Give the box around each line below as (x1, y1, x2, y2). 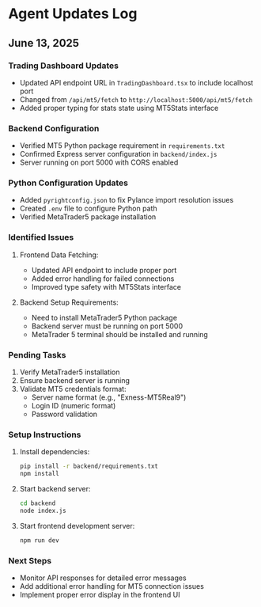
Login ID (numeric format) (31, 401, 116, 411)
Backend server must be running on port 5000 (31, 321, 183, 331)
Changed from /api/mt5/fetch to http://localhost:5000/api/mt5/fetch (19, 94, 253, 104)
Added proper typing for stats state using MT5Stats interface (19, 103, 219, 112)
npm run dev (19, 536, 59, 544)
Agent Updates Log (8, 5, 138, 23)
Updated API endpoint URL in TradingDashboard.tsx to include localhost (19, 78, 254, 87)
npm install (19, 470, 59, 478)
